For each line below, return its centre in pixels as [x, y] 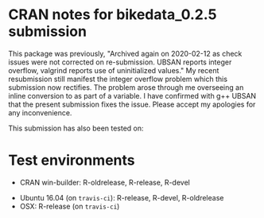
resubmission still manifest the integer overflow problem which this [118, 79]
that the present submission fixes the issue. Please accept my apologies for [132, 104]
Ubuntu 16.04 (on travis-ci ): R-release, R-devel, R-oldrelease [122, 197]
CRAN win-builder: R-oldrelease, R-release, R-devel [105, 182]
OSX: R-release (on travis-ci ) [70, 206]
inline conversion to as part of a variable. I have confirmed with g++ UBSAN [132, 95]
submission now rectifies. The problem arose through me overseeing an [126, 87]
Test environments [72, 160]
